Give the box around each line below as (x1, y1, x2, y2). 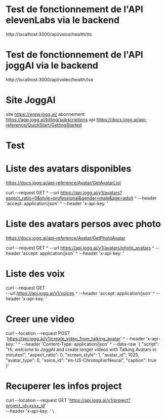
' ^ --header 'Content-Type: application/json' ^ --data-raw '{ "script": (15, 341, 159, 347)
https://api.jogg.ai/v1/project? (69, 397, 131, 403)
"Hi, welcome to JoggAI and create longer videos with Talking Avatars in (6, 346, 156, 352)
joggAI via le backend (6, 60, 98, 72)
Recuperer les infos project (6, 380, 122, 392)
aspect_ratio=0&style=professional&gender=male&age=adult (6, 195, 134, 201)
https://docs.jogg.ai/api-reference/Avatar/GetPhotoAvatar (6, 235, 126, 241)
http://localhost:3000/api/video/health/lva (6, 76, 93, 82)
